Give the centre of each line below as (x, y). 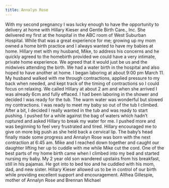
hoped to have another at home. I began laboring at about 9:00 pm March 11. (85, 73)
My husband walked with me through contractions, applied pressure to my (82, 78)
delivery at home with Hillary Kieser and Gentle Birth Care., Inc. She (75, 30)
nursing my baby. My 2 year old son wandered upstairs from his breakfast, (83, 158)
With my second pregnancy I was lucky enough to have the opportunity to (82, 24)
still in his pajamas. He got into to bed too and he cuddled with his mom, (80, 164)
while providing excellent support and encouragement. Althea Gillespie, (79, 174)
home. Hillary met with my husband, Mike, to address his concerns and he (82, 51)
